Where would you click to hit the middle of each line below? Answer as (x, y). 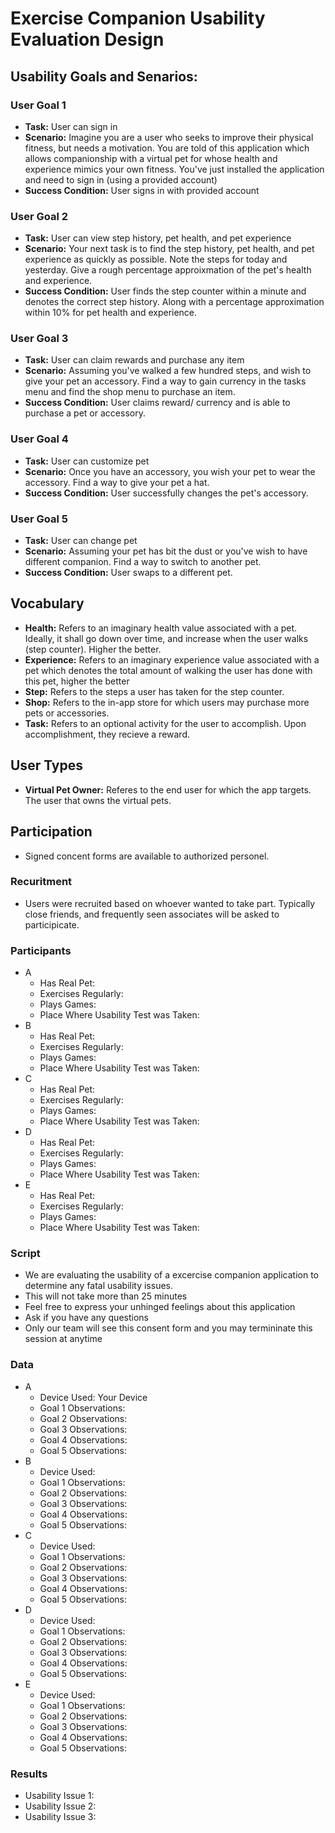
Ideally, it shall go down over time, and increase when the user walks (166, 638)
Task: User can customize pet (87, 461)
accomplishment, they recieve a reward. (107, 734)
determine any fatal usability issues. (99, 1286)
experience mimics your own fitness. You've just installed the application (174, 169)
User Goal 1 (38, 105)
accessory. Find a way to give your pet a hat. (117, 482)
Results (29, 1774)
